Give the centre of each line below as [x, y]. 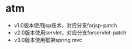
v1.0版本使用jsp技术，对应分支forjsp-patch [65, 25]
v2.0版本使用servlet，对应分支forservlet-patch [70, 32]
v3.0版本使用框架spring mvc [48, 40]
